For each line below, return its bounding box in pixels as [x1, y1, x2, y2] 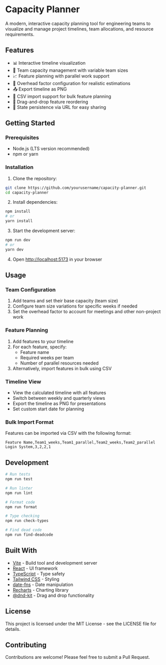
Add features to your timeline [12, 338, 74, 344]
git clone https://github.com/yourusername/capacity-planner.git [5, 185, 146, 190]
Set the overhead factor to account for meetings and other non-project [12, 309, 161, 315]
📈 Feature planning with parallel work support [12, 73, 110, 79]
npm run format [5, 504, 38, 510]
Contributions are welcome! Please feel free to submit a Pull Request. [5, 654, 150, 660]
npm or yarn [12, 151, 39, 157]
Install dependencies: [12, 199, 58, 205]
